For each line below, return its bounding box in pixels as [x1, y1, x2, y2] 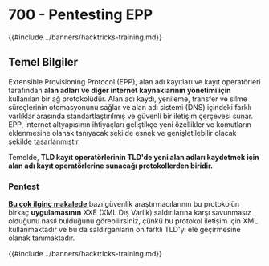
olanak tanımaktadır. [8, 233, 75, 243]
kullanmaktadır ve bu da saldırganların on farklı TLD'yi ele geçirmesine [8, 225, 241, 235]
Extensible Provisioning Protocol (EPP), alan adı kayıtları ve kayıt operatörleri [8, 76, 261, 86]
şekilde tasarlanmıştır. [8, 137, 80, 146]
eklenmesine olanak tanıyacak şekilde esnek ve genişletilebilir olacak [8, 128, 237, 137]
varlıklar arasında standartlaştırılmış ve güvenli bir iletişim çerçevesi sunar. [8, 111, 254, 121]
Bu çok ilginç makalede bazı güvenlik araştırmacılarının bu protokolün [8, 199, 239, 209]
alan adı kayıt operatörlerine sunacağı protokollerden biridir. [8, 161, 214, 170]
